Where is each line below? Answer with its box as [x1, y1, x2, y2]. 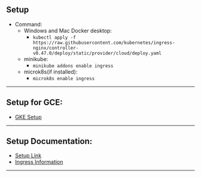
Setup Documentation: [6, 136, 93, 147]
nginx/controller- [32, 45, 79, 51]
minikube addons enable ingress [32, 63, 114, 69]
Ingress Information [14, 158, 63, 166]
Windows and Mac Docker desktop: [23, 27, 112, 34]
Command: [14, 20, 42, 28]
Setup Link [14, 152, 42, 159]
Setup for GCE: [6, 97, 63, 108]
